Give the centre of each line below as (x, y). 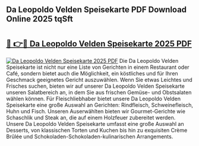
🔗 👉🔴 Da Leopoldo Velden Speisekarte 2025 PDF (99, 44)
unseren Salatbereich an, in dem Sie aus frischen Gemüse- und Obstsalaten (99, 92)
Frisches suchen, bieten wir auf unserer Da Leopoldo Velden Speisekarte (96, 86)
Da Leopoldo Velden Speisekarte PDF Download (97, 10)
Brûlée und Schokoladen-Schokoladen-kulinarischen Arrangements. (90, 137)
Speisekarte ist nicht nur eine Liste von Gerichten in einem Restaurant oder (98, 67)
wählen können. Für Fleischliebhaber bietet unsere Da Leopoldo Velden (94, 99)
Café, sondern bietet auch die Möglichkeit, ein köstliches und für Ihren (92, 73)
